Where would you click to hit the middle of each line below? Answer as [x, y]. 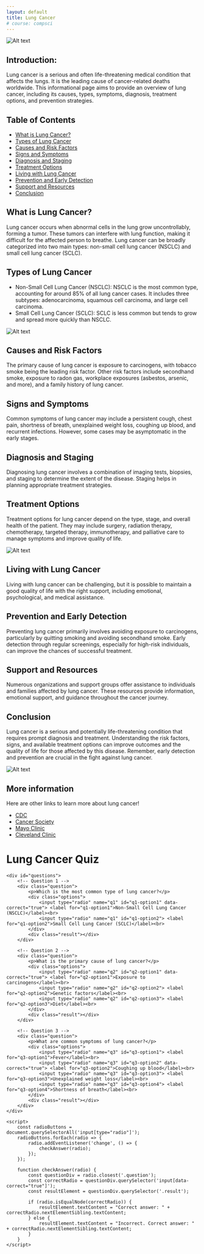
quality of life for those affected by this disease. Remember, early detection [101, 751]
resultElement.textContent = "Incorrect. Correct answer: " [117, 1223]
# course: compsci [30, 23]
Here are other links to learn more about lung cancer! [73, 803]
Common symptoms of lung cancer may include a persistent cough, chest [99, 419]
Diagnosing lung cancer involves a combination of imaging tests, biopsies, [100, 472]
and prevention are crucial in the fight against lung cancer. [79, 758]
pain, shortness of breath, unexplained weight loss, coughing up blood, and [101, 425]
